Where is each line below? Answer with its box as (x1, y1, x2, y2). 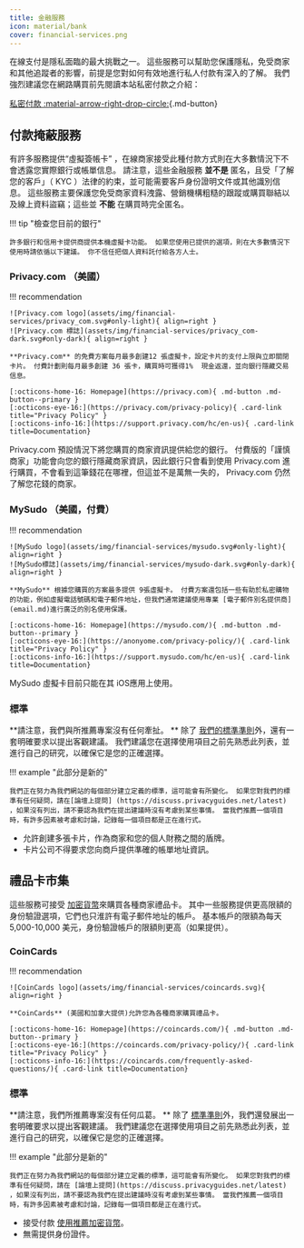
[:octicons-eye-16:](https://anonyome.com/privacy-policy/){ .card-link (9, 636, 290, 645)
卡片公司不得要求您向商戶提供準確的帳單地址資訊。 (22, 844, 214, 855)
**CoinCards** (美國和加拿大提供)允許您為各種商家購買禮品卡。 (9, 1009, 224, 1018)
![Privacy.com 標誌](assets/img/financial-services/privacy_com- (9, 326, 259, 336)
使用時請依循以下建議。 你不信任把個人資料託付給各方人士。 (9, 247, 203, 257)
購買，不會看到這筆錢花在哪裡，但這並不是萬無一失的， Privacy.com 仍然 (16, 467, 290, 478)
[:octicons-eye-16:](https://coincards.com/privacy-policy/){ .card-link (9, 1041, 295, 1050)
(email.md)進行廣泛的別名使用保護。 (9, 604, 132, 614)
